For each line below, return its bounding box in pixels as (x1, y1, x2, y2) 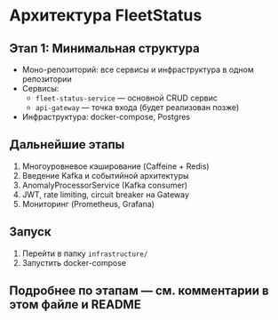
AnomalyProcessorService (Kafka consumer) (21, 180, 188, 190)
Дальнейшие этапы (9, 137, 125, 152)
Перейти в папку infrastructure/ (21, 248, 148, 259)
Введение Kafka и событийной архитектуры (21, 170, 189, 180)
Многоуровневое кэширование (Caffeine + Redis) (21, 161, 210, 172)
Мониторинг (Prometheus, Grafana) (21, 198, 155, 209)
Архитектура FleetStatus (9, 5, 203, 26)
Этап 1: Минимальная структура (9, 41, 200, 56)
